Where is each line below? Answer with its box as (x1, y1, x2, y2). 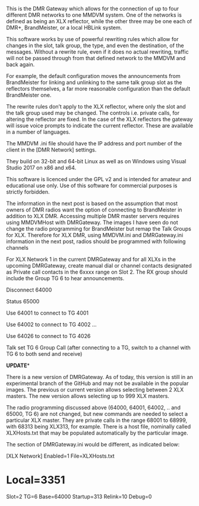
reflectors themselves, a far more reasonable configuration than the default (6, 85, 191, 92)
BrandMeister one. (6, 92, 52, 98)
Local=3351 (6, 473, 65, 487)
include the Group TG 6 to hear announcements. (6, 275, 125, 282)
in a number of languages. (6, 128, 71, 135)
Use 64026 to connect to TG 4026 (6, 333, 91, 339)
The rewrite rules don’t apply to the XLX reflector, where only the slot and (6, 103, 186, 110)
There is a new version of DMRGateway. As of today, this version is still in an (6, 374, 193, 380)
